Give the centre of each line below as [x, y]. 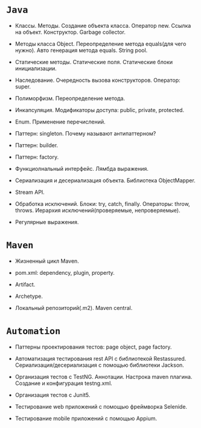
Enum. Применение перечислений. [60, 122]
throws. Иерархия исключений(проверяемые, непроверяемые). [97, 210]
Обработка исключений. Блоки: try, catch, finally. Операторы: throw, [102, 203]
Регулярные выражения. [47, 222]
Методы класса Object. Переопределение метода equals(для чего [101, 44]
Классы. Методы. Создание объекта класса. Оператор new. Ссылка [103, 25]
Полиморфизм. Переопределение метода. [70, 98]
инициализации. [36, 68]
